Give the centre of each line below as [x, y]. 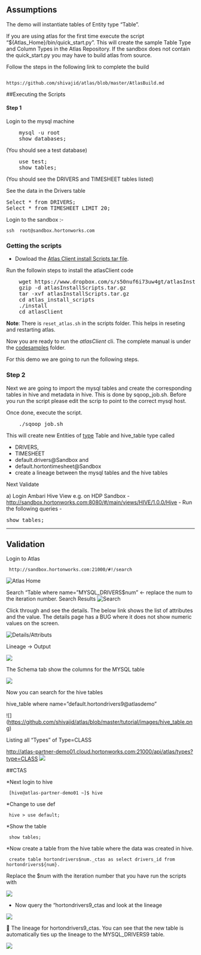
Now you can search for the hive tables [55, 693]
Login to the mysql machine [40, 121]
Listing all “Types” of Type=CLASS [49, 740]
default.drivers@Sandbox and [51, 459]
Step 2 [16, 375]
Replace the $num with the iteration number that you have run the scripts [96, 876]
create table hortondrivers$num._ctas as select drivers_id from [92, 859]
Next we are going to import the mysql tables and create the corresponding [99, 388]
